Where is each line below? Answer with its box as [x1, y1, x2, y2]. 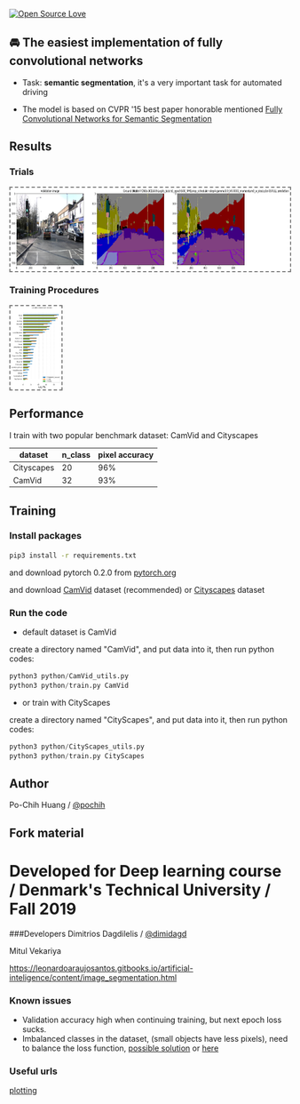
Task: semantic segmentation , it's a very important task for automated [21, 76, 282, 88]
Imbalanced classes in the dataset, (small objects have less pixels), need [21, 1033, 288, 1044]
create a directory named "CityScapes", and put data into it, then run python [9, 714, 288, 724]
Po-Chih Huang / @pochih [9, 800, 106, 811]
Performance [9, 406, 84, 421]
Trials [9, 165, 35, 178]
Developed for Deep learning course [9, 860, 282, 881]
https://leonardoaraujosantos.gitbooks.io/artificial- [9, 963, 193, 973]
